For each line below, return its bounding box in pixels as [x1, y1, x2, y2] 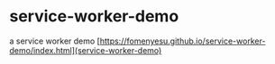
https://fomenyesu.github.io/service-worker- [99, 36, 266, 46]
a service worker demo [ [9, 36, 101, 46]
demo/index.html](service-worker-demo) [9, 44, 162, 55]
